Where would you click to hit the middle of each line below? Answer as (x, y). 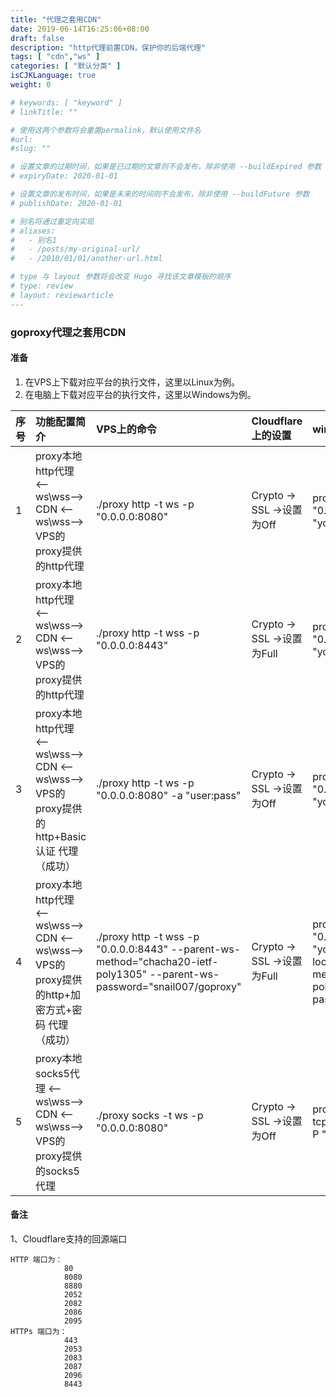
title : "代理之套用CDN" (56, 19)
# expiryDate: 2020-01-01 (64, 176)
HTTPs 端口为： (39, 1331)
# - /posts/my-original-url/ (75, 249)
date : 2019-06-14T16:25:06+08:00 (80, 29)
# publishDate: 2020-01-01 (66, 203)
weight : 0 (31, 85)
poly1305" (122, 974)
